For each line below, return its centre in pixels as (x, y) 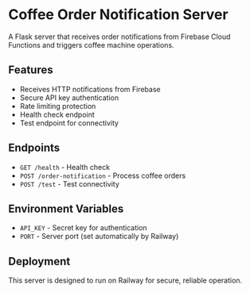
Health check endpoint (57, 114)
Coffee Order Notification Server (118, 15)
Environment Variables (66, 208)
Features (31, 70)
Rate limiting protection (58, 106)
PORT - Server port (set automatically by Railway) (99, 237)
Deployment (39, 261)
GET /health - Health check (64, 167)
